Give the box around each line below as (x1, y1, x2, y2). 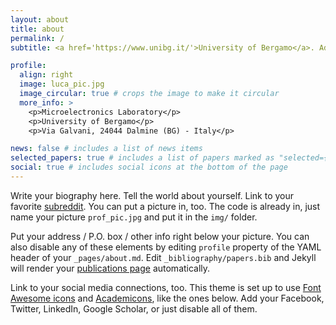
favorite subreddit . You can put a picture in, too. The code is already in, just (10, 200, 321, 212)
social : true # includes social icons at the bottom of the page (10, 162, 288, 173)
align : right (19, 70, 74, 80)
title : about (10, 24, 65, 34)
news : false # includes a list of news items (10, 144, 203, 154)
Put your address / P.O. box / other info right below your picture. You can (10, 230, 310, 242)
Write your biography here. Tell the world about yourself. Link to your (10, 189, 295, 201)
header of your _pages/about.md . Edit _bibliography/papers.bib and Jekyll (10, 251, 317, 263)
